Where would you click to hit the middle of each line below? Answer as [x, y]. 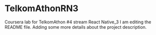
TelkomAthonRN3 [42, 9]
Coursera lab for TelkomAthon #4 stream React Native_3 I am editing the [78, 22]
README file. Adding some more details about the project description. [76, 27]
